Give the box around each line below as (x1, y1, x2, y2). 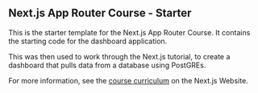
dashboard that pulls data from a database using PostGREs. (8, 60, 206, 70)
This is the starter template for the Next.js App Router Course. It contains (8, 27, 251, 37)
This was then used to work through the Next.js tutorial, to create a (8, 51, 231, 61)
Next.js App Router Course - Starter (8, 6, 192, 20)
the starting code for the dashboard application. (8, 36, 168, 46)
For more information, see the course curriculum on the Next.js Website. (8, 75, 248, 85)
